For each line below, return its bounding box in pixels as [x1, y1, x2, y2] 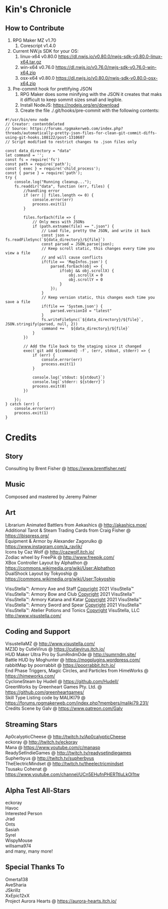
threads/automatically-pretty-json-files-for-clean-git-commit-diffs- [5, 131, 157, 136]
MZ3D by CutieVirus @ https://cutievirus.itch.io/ [5, 646, 105, 652]
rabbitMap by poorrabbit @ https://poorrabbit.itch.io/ [5, 662, 115, 668]
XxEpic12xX [5, 892, 30, 898]
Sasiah [5, 827, 19, 833]
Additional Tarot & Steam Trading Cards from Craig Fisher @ [5, 527, 131, 533]
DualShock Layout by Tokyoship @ [5, 570, 78, 576]
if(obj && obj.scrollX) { [59, 268, 114, 273]
